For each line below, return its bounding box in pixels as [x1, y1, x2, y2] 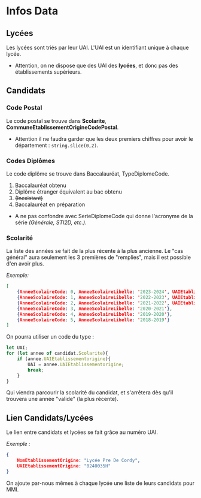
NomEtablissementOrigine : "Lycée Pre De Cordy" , [17, 457, 141, 464]
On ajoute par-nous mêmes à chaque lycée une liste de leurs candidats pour [6, 479, 195, 487]
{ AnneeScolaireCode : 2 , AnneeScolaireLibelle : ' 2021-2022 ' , [17, 300, 170, 306]
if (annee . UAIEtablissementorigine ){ [17, 356, 111, 362]
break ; [28, 367, 44, 373]
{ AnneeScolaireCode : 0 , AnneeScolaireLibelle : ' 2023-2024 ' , [17, 289, 170, 295]
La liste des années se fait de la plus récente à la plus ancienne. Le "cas [6, 248, 184, 255]
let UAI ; [6, 345, 28, 351]
